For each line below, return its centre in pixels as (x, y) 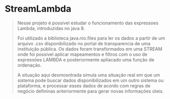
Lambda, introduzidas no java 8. (51, 28)
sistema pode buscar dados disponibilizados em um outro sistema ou (91, 80)
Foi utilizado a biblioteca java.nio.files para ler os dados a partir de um (91, 38)
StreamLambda (38, 9)
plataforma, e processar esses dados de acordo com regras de (84, 86)
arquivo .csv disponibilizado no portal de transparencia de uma (84, 43)
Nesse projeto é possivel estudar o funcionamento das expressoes (88, 23)
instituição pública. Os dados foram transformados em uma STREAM (90, 49)
